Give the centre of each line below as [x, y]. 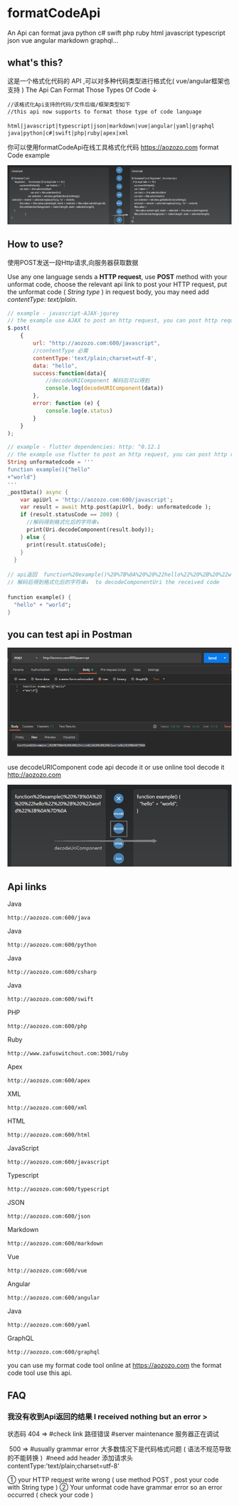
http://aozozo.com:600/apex [49, 1081]
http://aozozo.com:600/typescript [59, 1189]
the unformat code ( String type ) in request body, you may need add [108, 292]
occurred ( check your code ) [51, 1495]
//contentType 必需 [61, 350]
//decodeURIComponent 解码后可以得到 [97, 381]
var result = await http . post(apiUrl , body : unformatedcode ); [116, 507]
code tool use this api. [40, 1373]
